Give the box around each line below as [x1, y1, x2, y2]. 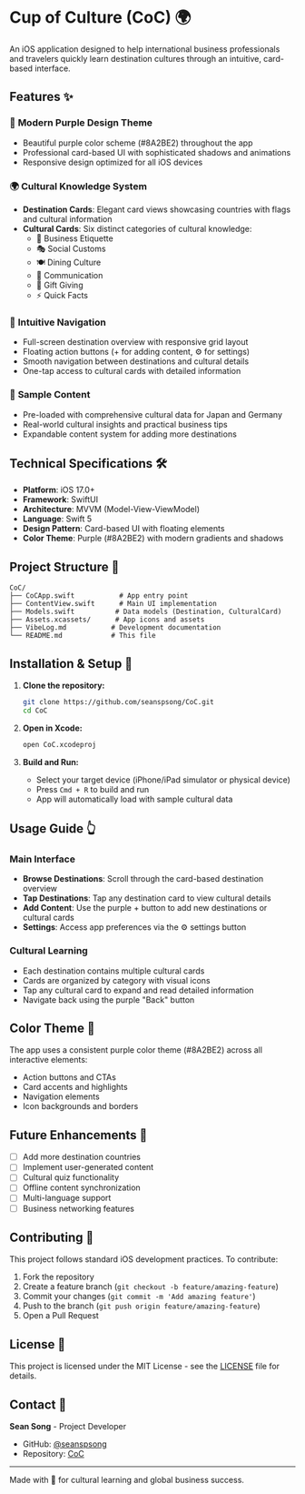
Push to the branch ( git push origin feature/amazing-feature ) [22, 1300, 261, 1311]
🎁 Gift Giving [35, 279, 84, 290]
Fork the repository [22, 1271, 95, 1283]
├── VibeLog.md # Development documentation [9, 623, 221, 632]
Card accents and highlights [22, 1082, 129, 1093]
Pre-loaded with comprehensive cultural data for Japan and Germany [22, 409, 283, 419]
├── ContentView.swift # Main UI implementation [9, 600, 218, 609]
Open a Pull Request [22, 1310, 100, 1321]
